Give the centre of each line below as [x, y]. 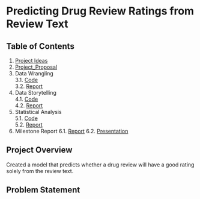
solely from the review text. [40, 171]
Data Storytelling [36, 93]
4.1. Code [26, 99]
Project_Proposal [36, 67]
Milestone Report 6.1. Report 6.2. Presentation [71, 131]
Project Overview [39, 150]
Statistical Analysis [38, 112]
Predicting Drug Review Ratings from [100, 11]
